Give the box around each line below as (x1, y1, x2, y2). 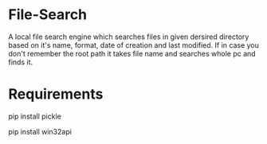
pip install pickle (8, 111, 61, 121)
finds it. (8, 57, 33, 67)
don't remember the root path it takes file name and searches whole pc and (8, 49, 257, 58)
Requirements (8, 85, 104, 103)
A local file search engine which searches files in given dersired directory (8, 32, 249, 41)
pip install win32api (8, 126, 72, 136)
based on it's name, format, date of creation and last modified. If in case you (8, 40, 259, 49)
